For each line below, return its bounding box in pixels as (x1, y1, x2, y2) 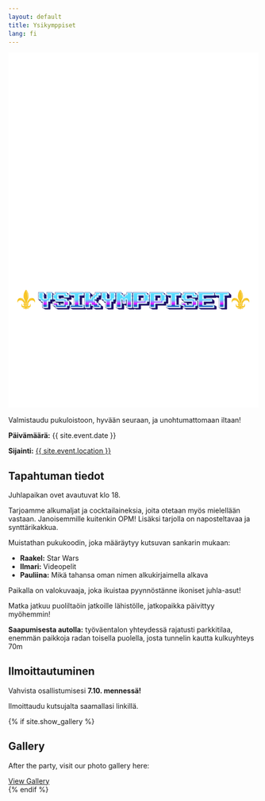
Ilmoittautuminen (8, 664, 95, 679)
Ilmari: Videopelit (19, 562, 77, 571)
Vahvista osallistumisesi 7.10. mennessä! (8, 686, 141, 695)
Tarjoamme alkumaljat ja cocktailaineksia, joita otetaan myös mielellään (8, 505, 240, 515)
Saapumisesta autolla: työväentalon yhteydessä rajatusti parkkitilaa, (8, 625, 233, 634)
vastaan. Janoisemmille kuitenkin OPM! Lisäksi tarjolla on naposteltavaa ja (8, 514, 251, 524)
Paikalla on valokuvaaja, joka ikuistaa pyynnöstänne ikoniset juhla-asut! (8, 586, 241, 595)
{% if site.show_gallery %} (8, 716, 95, 726)
